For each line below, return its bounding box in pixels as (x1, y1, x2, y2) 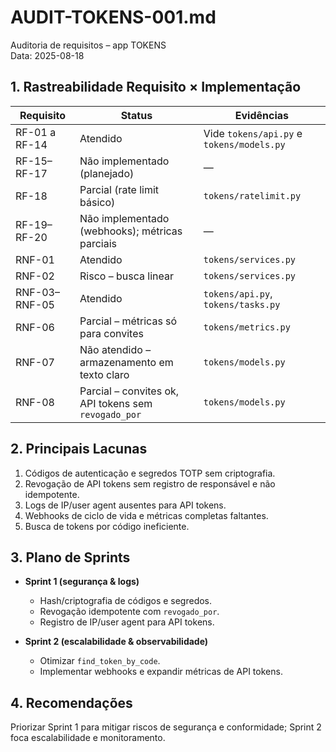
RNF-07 (15, 355, 55, 369)
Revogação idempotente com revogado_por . (39, 606, 220, 618)
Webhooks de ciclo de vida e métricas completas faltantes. (24, 509, 269, 521)
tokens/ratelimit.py (203, 190, 302, 201)
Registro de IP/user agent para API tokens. (39, 616, 215, 628)
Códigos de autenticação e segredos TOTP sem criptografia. (24, 467, 276, 479)
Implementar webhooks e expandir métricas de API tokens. (39, 666, 283, 678)
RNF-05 (15, 297, 55, 311)
